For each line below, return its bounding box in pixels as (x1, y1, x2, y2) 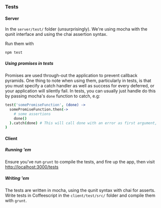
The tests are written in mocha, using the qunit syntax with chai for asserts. (5, 187, 156, 193)
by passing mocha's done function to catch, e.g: (5, 93, 100, 99)
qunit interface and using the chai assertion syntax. (5, 32, 108, 37)
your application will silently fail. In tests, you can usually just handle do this (5, 88, 156, 94)
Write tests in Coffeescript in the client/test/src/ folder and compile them (5, 192, 156, 198)
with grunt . (5, 197, 27, 203)
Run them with (5, 41, 34, 47)
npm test (5, 50, 23, 55)
